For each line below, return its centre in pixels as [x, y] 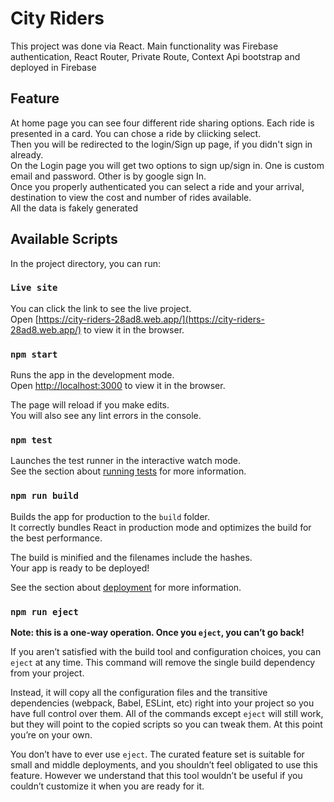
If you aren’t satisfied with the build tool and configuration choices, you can [166, 652]
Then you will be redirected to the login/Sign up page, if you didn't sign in [161, 144]
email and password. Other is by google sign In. [108, 176]
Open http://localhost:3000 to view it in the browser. [118, 386]
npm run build [44, 496]
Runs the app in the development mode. [92, 375]
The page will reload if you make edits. [90, 405]
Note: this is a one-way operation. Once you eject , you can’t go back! [157, 633]
